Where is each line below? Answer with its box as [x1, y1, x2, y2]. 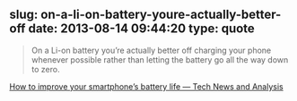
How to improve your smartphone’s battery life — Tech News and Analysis [9, 80, 284, 92]
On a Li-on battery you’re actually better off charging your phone [31, 45, 272, 55]
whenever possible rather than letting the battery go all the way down [31, 54, 289, 65]
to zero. [31, 63, 60, 74]
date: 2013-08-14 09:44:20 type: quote [28, 21, 256, 37]
